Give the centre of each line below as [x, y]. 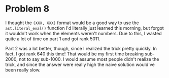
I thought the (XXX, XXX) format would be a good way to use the [72, 23]
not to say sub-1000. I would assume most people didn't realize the [89, 59]
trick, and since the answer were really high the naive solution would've [80, 64]
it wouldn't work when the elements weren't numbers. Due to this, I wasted [83, 33]
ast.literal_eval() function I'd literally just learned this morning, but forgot [84, 28]
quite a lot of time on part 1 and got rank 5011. [53, 39]
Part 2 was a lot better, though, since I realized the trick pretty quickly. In [81, 48]
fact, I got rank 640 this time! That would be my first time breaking [74, 54]
